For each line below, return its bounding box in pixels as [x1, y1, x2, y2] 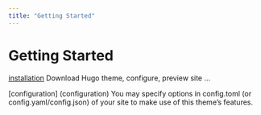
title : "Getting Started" [8, 11, 95, 20]
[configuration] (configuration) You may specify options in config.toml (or [8, 88, 252, 98]
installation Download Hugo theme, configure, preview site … [8, 73, 211, 83]
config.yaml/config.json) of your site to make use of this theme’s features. [8, 97, 254, 107]
